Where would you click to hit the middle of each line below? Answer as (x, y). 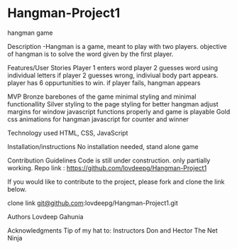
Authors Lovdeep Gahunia (45, 216)
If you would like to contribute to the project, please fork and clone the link (116, 182)
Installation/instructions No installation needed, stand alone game (103, 146)
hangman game (30, 33)
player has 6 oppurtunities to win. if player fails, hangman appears (104, 82)
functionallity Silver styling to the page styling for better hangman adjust (113, 104)
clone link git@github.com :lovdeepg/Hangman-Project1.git (93, 203)
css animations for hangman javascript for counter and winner (98, 119)
